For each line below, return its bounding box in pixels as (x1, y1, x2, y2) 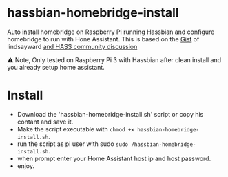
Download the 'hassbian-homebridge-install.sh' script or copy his (17, 110, 204, 118)
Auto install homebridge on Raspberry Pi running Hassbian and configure (7, 28, 215, 36)
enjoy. (17, 161, 35, 170)
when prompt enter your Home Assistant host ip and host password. (17, 154, 211, 162)
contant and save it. (17, 118, 74, 126)
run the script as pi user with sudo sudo (17, 140, 129, 148)
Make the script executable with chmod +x (17, 124, 135, 133)
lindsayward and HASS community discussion (7, 42, 138, 50)
